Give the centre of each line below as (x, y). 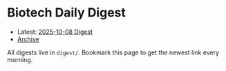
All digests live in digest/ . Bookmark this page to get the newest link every (113, 52)
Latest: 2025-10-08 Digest (55, 32)
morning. (20, 59)
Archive (28, 39)
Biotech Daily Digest (67, 13)
